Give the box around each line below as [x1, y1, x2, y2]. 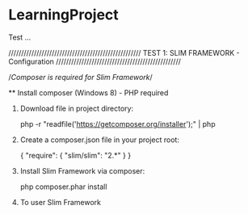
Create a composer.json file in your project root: [19, 135, 180, 145]
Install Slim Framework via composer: [19, 166, 145, 175]
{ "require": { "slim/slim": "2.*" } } [19, 150, 132, 160]
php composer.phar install [19, 182, 107, 191]
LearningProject [8, 6, 119, 24]
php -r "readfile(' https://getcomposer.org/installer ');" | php [19, 119, 216, 128]
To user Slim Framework [19, 197, 102, 207]
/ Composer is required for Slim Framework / [8, 72, 153, 82]
